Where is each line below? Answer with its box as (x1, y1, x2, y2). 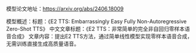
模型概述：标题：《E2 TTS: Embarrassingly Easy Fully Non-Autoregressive (6, 18, 187, 25)
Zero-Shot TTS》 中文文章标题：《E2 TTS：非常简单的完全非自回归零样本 (6, 26, 185, 32)
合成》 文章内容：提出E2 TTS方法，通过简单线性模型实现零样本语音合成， (11, 33, 192, 40)
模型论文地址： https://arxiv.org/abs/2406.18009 (6, 5, 124, 12)
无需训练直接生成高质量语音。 (6, 40, 79, 47)
